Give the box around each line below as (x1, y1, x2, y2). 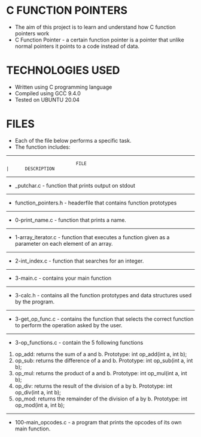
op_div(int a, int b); (14, 388, 62, 396)
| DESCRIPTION (6, 165, 55, 171)
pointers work (14, 29, 50, 37)
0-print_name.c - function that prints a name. (14, 216, 127, 224)
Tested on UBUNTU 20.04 (14, 96, 80, 103)
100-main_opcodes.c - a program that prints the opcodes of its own (14, 418, 182, 426)
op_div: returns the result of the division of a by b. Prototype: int (14, 382, 172, 390)
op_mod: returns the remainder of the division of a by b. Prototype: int (14, 395, 187, 402)
